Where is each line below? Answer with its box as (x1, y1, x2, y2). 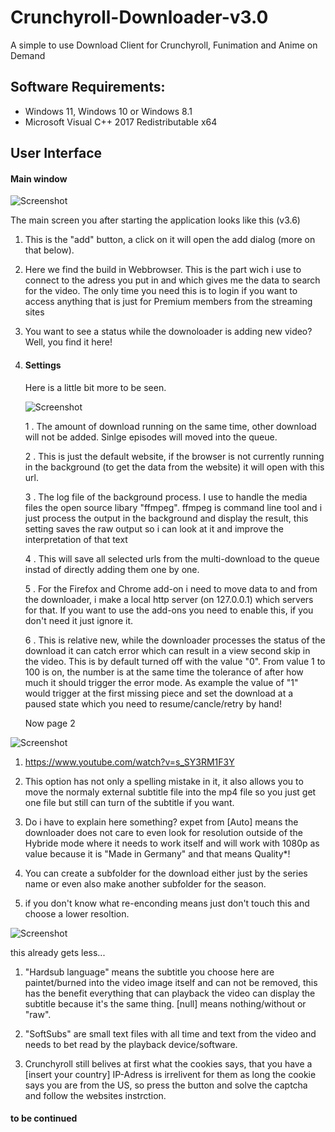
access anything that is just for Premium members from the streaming (24, 296, 313, 308)
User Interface (10, 145, 103, 162)
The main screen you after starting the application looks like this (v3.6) (10, 214, 301, 226)
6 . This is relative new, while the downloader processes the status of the (24, 634, 326, 646)
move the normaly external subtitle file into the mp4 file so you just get (24, 786, 317, 798)
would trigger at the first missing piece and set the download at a (24, 687, 294, 699)
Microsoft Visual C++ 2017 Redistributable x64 (24, 116, 218, 128)
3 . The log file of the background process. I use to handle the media (24, 491, 308, 503)
